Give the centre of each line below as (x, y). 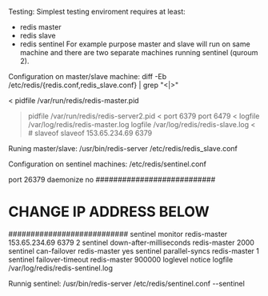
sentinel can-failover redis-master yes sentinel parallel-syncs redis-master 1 (134, 250)
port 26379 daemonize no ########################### (112, 180)
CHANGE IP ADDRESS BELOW (109, 212)
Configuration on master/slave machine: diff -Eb (88, 76)
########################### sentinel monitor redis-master (118, 234)
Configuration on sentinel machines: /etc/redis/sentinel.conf (107, 164)
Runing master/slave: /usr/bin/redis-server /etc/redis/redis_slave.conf (123, 148)
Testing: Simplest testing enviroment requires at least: (97, 12)
